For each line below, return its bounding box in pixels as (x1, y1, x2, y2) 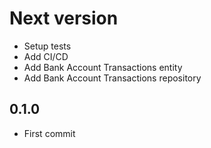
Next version (9, 7, 119, 30)
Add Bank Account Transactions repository (23, 72, 202, 84)
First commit (23, 127, 76, 139)
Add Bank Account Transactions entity (23, 61, 183, 73)
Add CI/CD (23, 50, 69, 62)
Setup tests (23, 40, 72, 52)
